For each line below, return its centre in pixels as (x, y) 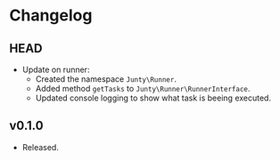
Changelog (51, 16)
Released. (41, 147)
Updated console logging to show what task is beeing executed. (153, 98)
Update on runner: (56, 69)
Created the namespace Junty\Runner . (106, 79)
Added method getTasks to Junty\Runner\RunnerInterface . (143, 88)
